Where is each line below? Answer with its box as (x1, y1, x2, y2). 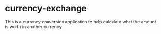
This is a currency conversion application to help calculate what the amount (5, 19, 156, 24)
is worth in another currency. (5, 23, 63, 29)
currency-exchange (5, 3, 87, 14)
